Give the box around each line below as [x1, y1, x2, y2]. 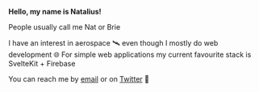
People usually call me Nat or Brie [8, 22, 121, 31]
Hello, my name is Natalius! [8, 7, 102, 16]
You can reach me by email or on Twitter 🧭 [8, 74, 149, 83]
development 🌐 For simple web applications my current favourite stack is [8, 50, 252, 59]
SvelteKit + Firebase [8, 59, 76, 68]
